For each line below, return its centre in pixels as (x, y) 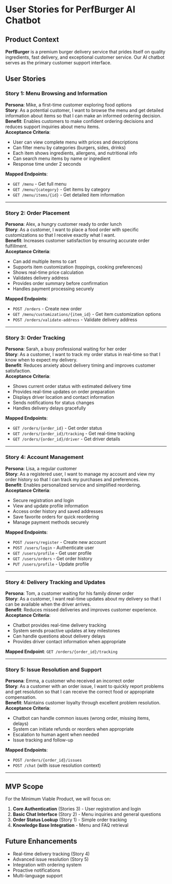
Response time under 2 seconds (47, 164)
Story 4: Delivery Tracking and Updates (56, 582)
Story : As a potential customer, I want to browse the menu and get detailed (84, 110)
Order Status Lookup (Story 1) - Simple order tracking (70, 820)
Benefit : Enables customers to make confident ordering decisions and (79, 121)
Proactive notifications (36, 870)
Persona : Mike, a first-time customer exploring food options (69, 104)
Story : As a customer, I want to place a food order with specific (72, 229)
